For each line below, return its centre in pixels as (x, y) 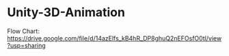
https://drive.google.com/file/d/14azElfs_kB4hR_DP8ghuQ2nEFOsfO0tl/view (114, 38)
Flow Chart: (23, 31)
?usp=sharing (26, 45)
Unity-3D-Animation (66, 12)
